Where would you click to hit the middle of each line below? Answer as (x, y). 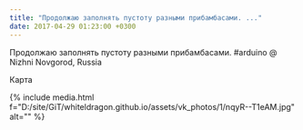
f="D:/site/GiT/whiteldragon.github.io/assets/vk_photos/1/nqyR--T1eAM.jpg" (152, 106)
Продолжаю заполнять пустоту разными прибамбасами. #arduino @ (143, 52)
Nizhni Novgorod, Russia (56, 62)
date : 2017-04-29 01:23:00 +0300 (73, 26)
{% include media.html (52, 97)
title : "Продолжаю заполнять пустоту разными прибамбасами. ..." (136, 18)
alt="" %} (27, 116)
